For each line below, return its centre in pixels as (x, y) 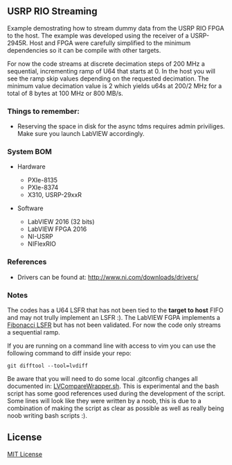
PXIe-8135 (42, 180)
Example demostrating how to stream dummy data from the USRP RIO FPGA (116, 28)
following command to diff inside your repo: (69, 353)
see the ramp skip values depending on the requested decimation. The (108, 78)
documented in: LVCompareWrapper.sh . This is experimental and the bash (113, 386)
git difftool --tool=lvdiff (48, 366)
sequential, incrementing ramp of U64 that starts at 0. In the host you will (111, 71)
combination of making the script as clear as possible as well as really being (116, 408)
